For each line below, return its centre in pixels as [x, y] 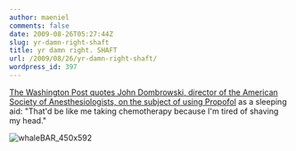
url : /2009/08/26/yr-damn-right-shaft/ [83, 59]
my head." [28, 120]
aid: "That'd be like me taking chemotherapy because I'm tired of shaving [144, 111]
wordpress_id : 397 [43, 68]
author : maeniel [39, 17]
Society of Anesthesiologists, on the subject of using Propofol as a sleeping [148, 101]
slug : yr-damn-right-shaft [59, 42]
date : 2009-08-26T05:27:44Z [62, 34]
